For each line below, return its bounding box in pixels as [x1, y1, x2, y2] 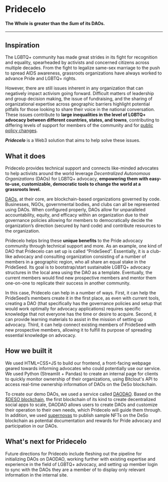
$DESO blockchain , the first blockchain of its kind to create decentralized [5, 396, 156, 402]
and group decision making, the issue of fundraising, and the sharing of [5, 96, 152, 102]
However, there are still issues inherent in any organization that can [5, 85, 143, 91]
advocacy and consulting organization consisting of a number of [13, 253, 146, 259]
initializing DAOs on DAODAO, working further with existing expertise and [5, 456, 156, 462]
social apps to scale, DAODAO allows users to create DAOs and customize [5, 401, 158, 407]
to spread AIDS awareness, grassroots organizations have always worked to [5, 70, 162, 76]
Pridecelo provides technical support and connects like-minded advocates [5, 165, 159, 171]
